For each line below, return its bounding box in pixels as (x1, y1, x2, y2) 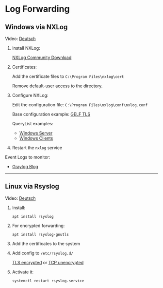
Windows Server (19, 130, 53, 136)
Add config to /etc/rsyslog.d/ (12, 250, 74, 256)
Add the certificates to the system (12, 240, 80, 247)
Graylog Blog (12, 164, 38, 169)
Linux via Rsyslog (5, 182, 60, 191)
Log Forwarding (5, 3, 70, 15)
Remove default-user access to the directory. (12, 83, 103, 89)
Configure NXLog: (12, 93, 49, 98)
